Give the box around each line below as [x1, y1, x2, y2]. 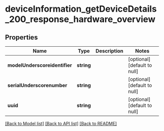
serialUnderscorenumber [7, 82, 67, 89]
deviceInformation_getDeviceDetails [5, 3, 157, 15]
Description [95, 48, 123, 54]
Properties [5, 33, 38, 41]
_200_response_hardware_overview [5, 14, 156, 25]
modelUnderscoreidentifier [7, 62, 72, 69]
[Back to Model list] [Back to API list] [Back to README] [5, 121, 117, 126]
